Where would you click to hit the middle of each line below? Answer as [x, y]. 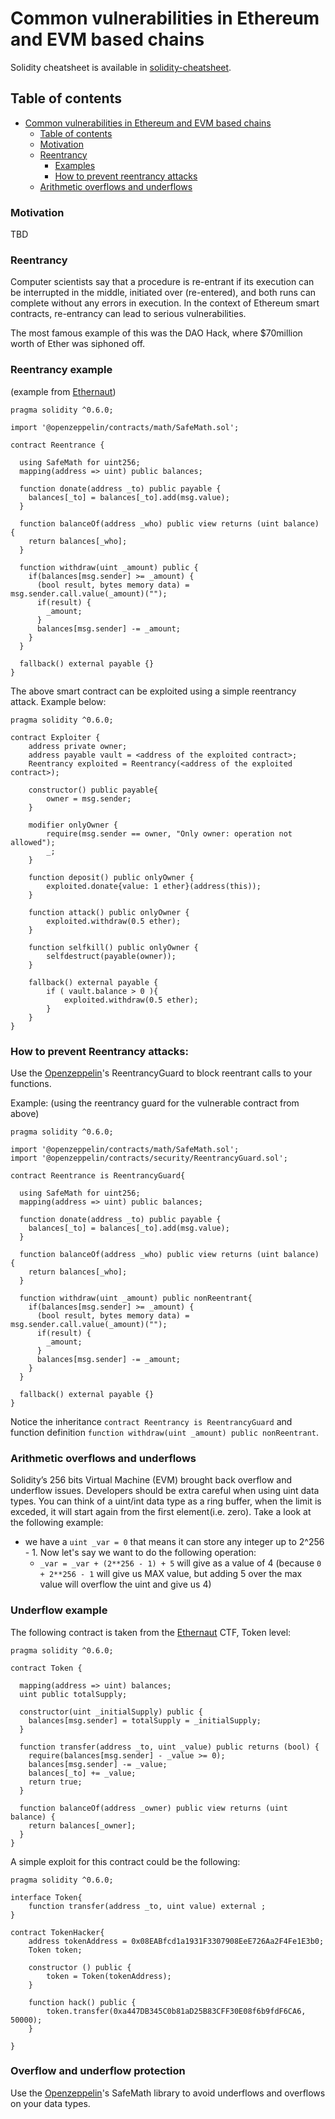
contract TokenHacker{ [57, 1932]
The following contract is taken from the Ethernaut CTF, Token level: [151, 1632]
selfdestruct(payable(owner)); [111, 956]
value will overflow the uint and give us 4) [125, 1584]
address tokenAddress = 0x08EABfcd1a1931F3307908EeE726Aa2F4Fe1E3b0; [176, 1941]
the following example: [57, 1523]
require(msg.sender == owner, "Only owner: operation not [169, 833]
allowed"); [33, 842]
